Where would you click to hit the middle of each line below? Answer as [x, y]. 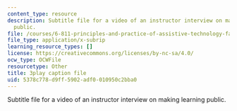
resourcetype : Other [38, 66]
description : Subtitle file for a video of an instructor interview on [115, 21]
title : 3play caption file [47, 73]
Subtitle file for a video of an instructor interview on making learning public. [117, 100]
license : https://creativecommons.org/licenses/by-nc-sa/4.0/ [101, 54]
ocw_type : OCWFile [34, 60]
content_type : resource [42, 14]
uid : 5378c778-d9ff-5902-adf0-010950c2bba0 [72, 80]
